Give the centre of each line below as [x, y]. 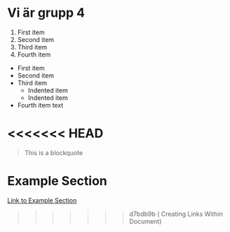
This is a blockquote [53, 152]
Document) [146, 221]
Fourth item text [40, 105]
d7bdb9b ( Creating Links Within [176, 214]
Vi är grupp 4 [46, 13]
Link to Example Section [42, 200]
